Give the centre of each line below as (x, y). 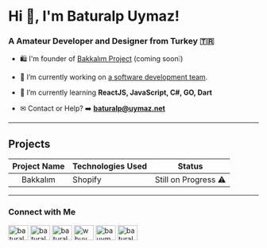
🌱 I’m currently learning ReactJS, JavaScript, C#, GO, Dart (116, 93)
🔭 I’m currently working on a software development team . (114, 77)
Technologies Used (110, 166)
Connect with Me (42, 212)
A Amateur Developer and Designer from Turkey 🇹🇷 (111, 41)
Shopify (87, 180)
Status (190, 166)
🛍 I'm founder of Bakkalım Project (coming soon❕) (101, 59)
